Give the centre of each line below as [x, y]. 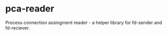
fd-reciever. [18, 27]
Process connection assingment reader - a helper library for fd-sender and [84, 22]
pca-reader [30, 9]
